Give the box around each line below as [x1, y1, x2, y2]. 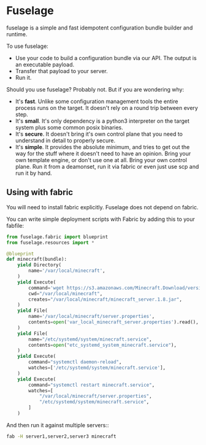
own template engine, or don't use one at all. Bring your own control [15, 156, 187, 163]
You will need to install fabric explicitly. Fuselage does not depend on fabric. [6, 203, 199, 211]
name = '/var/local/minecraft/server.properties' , [28, 314, 155, 320]
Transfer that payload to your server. [15, 67, 109, 74]
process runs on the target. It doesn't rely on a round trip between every [15, 104, 198, 111]
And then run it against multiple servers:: [6, 421, 109, 428]
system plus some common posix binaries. [15, 123, 124, 131]
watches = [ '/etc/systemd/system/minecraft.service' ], [28, 365, 166, 371]
